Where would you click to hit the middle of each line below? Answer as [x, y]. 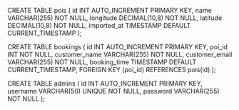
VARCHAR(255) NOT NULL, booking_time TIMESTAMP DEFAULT [102, 62]
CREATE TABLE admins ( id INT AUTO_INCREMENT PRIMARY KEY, [105, 84]
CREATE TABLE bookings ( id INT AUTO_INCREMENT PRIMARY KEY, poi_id [118, 47]
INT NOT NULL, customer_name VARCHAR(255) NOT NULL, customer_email [120, 54]
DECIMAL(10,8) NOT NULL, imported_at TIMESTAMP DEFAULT [99, 25]
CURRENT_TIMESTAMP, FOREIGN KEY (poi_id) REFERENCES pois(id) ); [112, 70]
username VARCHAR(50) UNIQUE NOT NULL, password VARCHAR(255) [113, 91]
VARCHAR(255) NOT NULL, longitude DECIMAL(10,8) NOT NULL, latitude [115, 18]
